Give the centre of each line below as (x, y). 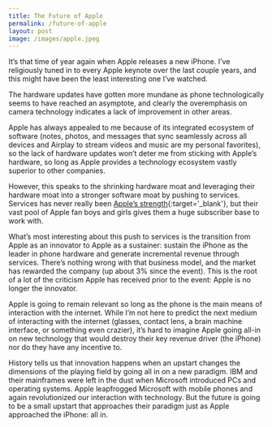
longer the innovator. (43, 288)
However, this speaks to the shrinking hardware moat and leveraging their (132, 187)
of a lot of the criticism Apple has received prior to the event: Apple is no (130, 280)
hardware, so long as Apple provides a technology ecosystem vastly (123, 162)
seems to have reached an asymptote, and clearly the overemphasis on (128, 103)
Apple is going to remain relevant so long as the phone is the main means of (135, 304)
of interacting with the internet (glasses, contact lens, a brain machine (125, 321)
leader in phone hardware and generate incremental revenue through (124, 254)
